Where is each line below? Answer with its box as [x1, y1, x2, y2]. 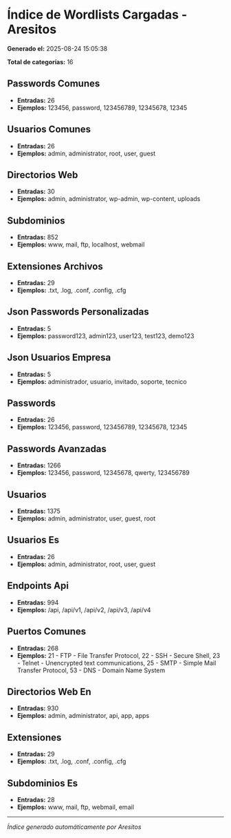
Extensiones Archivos [7, 260, 103, 272]
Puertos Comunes [7, 625, 87, 638]
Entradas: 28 [16, 795, 55, 803]
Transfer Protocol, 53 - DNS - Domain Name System [16, 666, 166, 674]
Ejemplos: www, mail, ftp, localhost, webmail [16, 240, 145, 249]
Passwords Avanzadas [7, 442, 107, 455]
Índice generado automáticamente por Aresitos [7, 822, 142, 831]
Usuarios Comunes [7, 124, 91, 135]
